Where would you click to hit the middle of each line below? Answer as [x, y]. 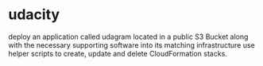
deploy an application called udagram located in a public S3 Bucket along [128, 37]
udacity [34, 15]
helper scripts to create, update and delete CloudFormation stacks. [118, 53]
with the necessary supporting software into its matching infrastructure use [132, 45]
